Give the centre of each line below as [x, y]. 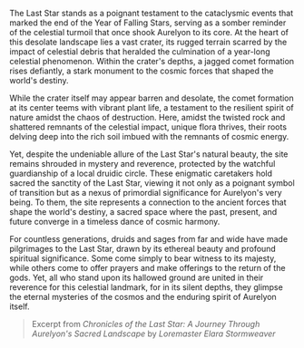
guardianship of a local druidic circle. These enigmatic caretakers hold [141, 173]
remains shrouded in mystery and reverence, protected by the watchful [142, 164]
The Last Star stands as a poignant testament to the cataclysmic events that [151, 13]
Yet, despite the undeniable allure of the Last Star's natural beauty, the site [149, 154]
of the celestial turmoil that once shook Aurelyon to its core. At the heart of [149, 32]
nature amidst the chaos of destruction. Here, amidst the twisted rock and [147, 117]
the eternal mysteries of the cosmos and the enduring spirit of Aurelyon [143, 297]
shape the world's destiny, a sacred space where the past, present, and [143, 212]
